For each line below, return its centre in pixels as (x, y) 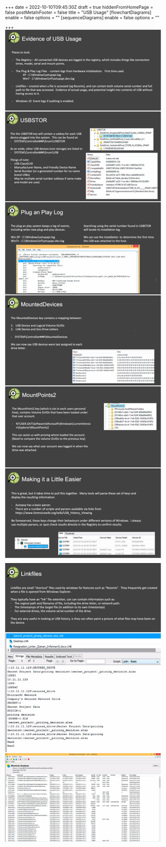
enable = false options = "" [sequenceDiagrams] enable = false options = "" (82, 18)
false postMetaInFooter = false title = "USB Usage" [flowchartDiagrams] (78, 12)
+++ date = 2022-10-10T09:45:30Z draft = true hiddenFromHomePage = (79, 7)
